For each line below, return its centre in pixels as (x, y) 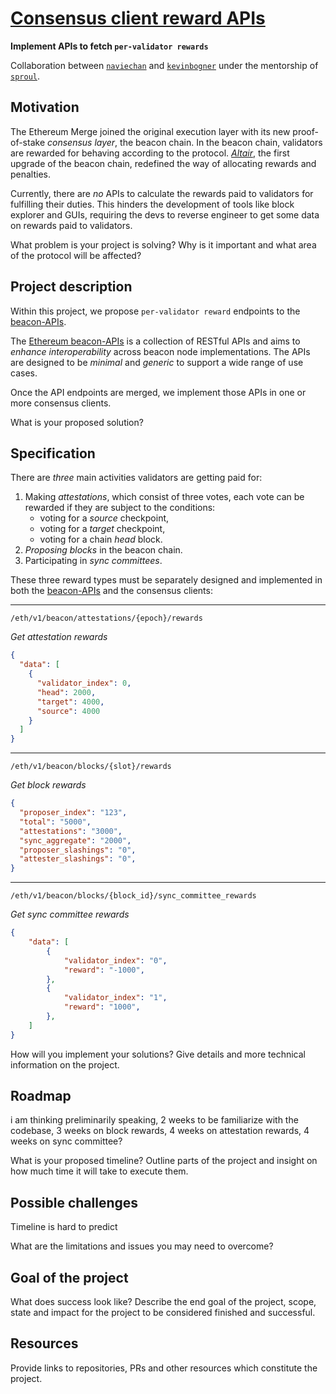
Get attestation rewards (59, 637)
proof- (305, 131)
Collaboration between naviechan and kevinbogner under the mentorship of (164, 65)
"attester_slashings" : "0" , (78, 859)
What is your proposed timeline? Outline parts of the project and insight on (164, 1161)
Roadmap (41, 1096)
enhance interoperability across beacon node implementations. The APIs (160, 351)
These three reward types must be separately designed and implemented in (166, 580)
